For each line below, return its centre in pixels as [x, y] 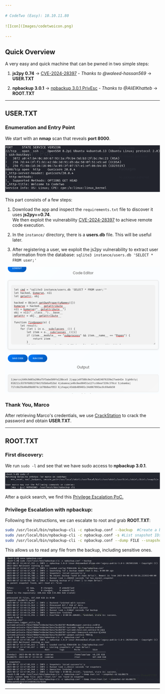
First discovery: [24, 455]
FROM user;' [24, 260]
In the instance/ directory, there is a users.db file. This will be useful [82, 234]
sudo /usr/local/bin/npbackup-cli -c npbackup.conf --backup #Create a [81, 530]
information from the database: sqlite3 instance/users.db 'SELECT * [83, 255]
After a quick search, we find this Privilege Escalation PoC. [64, 497]
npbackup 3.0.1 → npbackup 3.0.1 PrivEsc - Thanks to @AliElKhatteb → [85, 88]
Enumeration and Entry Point [40, 127]
